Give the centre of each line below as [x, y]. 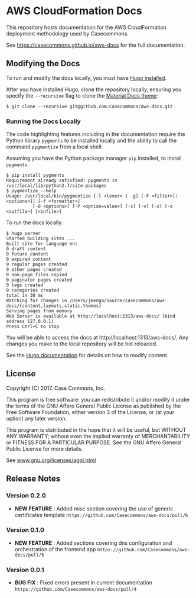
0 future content [27, 254]
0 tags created [25, 285]
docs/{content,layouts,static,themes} [54, 306]
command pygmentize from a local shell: [55, 147]
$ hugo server [24, 234]
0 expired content [29, 259]
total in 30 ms [25, 296]
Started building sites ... [41, 239]
